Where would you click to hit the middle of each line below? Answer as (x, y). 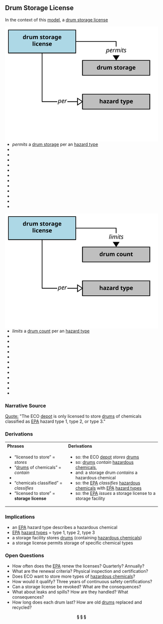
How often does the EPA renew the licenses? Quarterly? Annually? (78, 566)
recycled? (22, 607)
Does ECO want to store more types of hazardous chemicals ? (73, 576)
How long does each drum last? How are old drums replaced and (77, 602)
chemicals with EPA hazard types (108, 488)
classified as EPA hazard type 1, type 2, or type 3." (55, 421)
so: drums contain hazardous (105, 462)
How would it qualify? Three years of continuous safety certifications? (82, 582)
